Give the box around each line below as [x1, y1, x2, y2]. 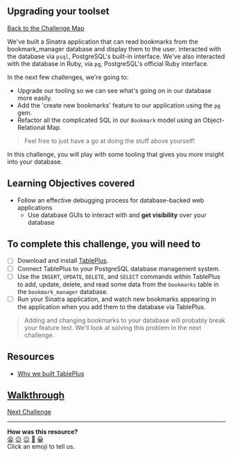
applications [17, 203, 53, 212]
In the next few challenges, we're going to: [7, 73, 129, 81]
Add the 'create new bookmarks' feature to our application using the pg [17, 101, 221, 110]
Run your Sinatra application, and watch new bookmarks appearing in [17, 295, 216, 303]
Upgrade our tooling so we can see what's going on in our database [17, 86, 212, 94]
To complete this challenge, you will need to [7, 239, 201, 250]
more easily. [17, 94, 53, 102]
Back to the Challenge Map [7, 24, 85, 32]
